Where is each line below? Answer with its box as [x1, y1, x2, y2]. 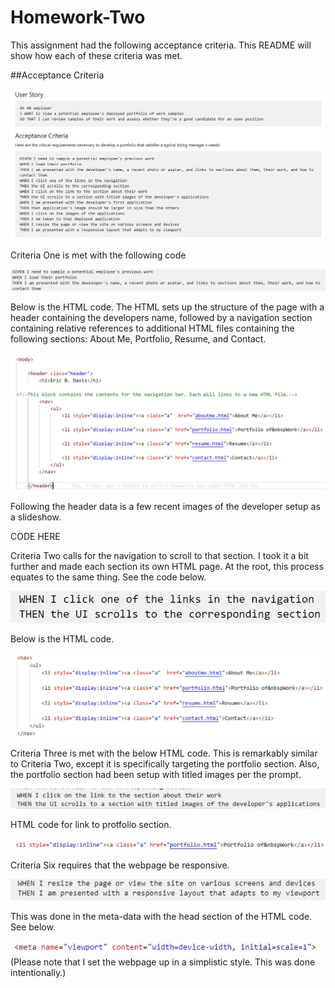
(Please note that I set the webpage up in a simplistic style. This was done [10, 956, 316, 968]
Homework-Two [10, 6, 146, 29]
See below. [10, 921, 56, 933]
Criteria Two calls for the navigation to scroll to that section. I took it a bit [10, 549, 309, 561]
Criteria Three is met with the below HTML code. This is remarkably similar [10, 747, 318, 759]
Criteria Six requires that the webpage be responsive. [10, 859, 230, 871]
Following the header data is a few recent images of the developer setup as [10, 500, 321, 512]
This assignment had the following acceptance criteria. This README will [10, 39, 312, 51]
